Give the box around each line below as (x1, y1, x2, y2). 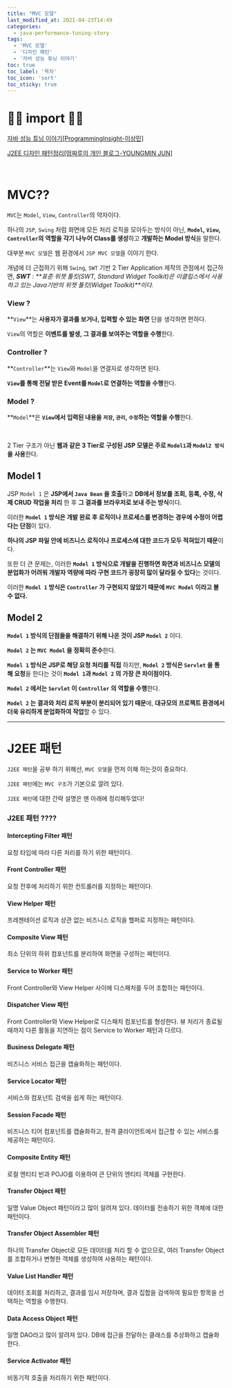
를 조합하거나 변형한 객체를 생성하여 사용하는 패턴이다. (7, 1255, 153, 1263)
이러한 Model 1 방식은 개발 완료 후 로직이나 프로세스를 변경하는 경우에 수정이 (7, 512, 211, 521)
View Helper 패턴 (7, 899, 57, 907)
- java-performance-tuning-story (13, 29, 110, 37)
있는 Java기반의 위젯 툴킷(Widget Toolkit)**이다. (19, 281, 154, 289)
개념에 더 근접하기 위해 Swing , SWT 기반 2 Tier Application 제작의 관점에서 (7, 263, 205, 272)
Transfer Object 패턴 (7, 1187, 66, 1195)
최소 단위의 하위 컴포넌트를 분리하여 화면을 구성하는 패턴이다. (7, 950, 171, 958)
